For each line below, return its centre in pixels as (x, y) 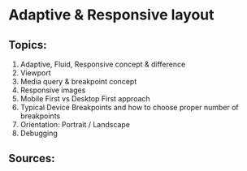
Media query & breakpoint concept (78, 81)
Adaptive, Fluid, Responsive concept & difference (103, 64)
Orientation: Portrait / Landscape (75, 124)
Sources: (32, 158)
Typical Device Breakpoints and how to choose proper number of (129, 107)
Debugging (39, 133)
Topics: (28, 45)
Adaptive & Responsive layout (111, 15)
